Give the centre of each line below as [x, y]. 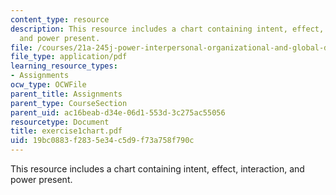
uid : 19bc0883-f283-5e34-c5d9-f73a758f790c [102, 141]
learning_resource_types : [64, 66]
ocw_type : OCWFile [48, 85]
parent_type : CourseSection [69, 103]
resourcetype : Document [60, 122]
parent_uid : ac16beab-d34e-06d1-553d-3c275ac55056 [118, 112]
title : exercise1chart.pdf [66, 131]
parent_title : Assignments [66, 94]
